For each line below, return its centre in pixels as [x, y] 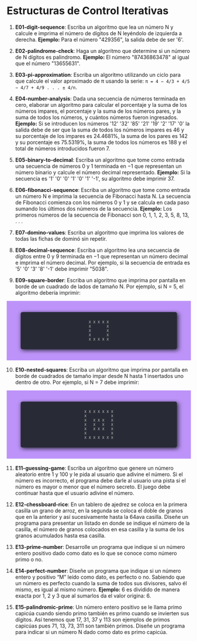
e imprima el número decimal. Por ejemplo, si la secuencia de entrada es [103, 262]
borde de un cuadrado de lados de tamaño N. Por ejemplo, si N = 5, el [99, 286]
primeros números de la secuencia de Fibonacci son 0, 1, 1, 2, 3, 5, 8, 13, [102, 215]
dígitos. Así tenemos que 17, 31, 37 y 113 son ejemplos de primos [92, 620]
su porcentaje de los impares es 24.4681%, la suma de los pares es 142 [101, 136]
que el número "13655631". [48, 63]
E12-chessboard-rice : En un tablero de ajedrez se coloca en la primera [101, 505]
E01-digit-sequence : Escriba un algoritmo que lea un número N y [94, 27]
